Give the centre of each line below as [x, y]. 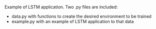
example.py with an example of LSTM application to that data [73, 22]
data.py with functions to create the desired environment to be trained [81, 16]
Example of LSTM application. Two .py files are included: [61, 7]
